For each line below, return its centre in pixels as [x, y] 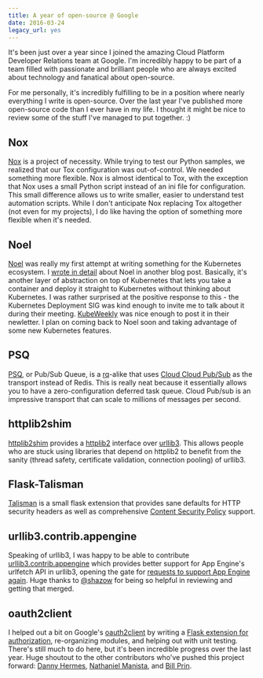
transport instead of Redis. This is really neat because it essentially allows [128, 382]
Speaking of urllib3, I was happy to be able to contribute [99, 555]
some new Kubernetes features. [60, 330]
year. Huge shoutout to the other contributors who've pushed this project [126, 658]
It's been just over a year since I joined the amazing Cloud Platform [117, 53]
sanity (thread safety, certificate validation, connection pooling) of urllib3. [127, 459]
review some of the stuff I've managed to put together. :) [99, 118]
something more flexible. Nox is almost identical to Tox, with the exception [128, 179]
